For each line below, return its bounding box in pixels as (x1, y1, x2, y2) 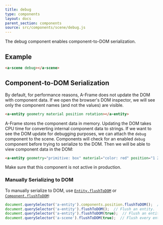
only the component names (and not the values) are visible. (5, 102, 124, 108)
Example (5, 52, 32, 61)
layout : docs (5, 16, 32, 21)
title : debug (5, 7, 32, 12)
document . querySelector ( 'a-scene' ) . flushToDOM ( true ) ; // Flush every (5, 216, 151, 221)
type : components (5, 12, 40, 17)
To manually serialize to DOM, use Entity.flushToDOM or (5, 188, 117, 193)
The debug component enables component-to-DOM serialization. (5, 38, 136, 44)
